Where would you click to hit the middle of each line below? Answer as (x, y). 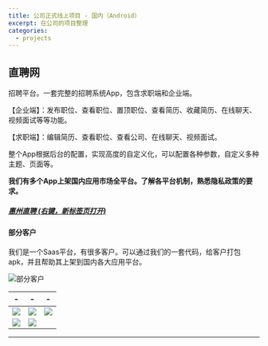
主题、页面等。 (33, 164)
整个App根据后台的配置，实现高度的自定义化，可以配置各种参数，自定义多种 (134, 154)
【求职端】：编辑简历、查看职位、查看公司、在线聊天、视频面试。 (115, 137)
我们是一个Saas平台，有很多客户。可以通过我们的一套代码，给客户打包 (125, 252)
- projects (33, 38)
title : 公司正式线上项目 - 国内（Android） (75, 16)
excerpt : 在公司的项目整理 (48, 23)
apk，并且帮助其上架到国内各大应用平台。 (77, 261)
